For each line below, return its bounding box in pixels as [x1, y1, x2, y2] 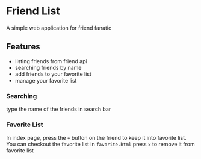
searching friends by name [14, 64, 82, 71]
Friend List [6, 4, 60, 18]
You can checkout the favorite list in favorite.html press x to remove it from [6, 140, 195, 148]
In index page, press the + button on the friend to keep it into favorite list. [6, 134, 187, 142]
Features [6, 42, 40, 52]
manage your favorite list [14, 76, 77, 84]
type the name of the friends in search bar [6, 105, 111, 113]
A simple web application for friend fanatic [6, 24, 112, 31]
